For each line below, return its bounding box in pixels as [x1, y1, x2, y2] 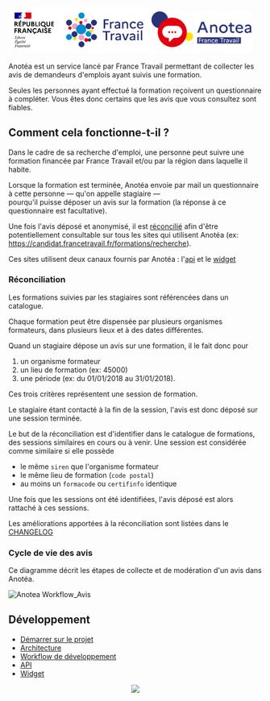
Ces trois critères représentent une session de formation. [8, 389, 198, 399]
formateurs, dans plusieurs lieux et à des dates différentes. [8, 325, 204, 334]
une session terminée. [8, 413, 82, 423]
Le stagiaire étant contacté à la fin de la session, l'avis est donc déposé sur [8, 404, 258, 414]
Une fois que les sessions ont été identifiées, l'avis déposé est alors [8, 494, 234, 504]
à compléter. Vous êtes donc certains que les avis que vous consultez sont [8, 93, 257, 103]
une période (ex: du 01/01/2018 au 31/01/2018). [19, 373, 176, 383]
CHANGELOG [8, 527, 54, 537]
